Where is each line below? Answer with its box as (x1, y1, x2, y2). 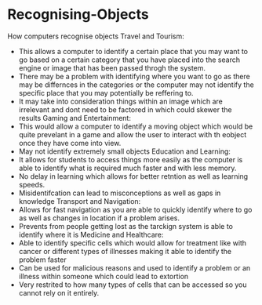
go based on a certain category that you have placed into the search (18, 55, 241, 64)
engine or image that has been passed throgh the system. (18, 63, 206, 72)
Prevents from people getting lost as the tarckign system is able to (18, 221, 233, 231)
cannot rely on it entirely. (18, 288, 100, 297)
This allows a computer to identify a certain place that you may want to (18, 46, 249, 56)
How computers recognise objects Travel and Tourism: (7, 31, 185, 41)
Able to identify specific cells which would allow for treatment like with (18, 238, 247, 248)
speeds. (18, 180, 45, 189)
